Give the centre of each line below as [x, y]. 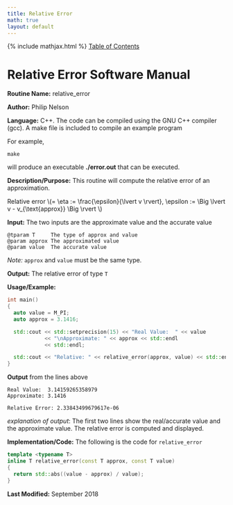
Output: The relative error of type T [58, 274]
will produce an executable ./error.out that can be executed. [94, 167]
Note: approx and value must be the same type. [75, 260]
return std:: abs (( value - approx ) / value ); [79, 474]
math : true [23, 20]
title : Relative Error [40, 14]
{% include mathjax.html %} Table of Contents [74, 47]
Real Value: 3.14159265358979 [52, 390]
